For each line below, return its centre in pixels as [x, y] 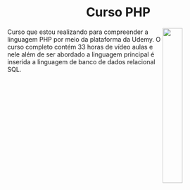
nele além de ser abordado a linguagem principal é [81, 54]
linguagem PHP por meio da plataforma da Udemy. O [84, 39]
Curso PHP [118, 12]
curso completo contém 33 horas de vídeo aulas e [80, 47]
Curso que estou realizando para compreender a [78, 32]
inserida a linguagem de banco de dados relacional [81, 61]
